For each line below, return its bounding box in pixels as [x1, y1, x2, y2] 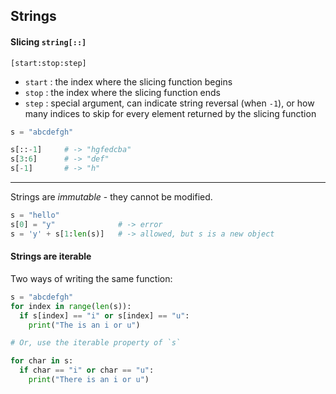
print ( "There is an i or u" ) [28, 375, 150, 385]
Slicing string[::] [10, 35, 87, 48]
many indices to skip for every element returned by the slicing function [24, 107, 317, 119]
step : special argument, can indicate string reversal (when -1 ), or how [24, 97, 315, 109]
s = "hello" [10, 210, 60, 221]
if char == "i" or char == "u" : [19, 365, 155, 376]
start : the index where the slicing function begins [24, 75, 233, 88]
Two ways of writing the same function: [10, 272, 173, 284]
